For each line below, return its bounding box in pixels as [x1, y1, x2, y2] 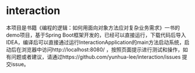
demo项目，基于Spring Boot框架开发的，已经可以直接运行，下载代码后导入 [6, 31, 187, 39]
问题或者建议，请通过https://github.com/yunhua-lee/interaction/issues [11, 53, 181, 60]
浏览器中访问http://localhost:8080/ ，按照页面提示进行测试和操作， [21, 46, 183, 53]
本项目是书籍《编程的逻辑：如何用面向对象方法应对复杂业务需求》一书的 [6, 24, 180, 31]
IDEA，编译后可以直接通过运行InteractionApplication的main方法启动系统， [6, 39, 185, 46]
